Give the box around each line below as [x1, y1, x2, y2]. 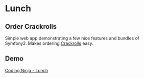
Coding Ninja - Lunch [5, 67, 48, 73]
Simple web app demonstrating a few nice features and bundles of [5, 35, 140, 41]
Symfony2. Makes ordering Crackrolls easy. [5, 40, 94, 46]
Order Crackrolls [5, 22, 57, 31]
